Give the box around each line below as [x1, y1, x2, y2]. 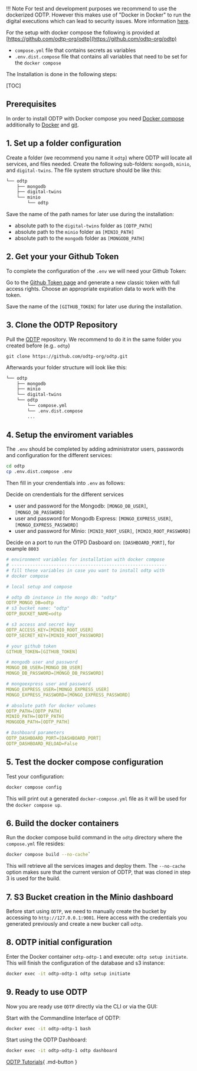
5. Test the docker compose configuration [6, 757, 164, 767]
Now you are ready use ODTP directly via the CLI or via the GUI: [6, 1002, 158, 1010]
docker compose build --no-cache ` [6, 852, 91, 858]
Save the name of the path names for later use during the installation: [6, 211, 174, 217]
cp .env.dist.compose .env [6, 469, 73, 475]
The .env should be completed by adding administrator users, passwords [6, 445, 184, 453]
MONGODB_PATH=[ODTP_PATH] [6, 719, 70, 725]
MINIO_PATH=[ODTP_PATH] [6, 714, 65, 720]
